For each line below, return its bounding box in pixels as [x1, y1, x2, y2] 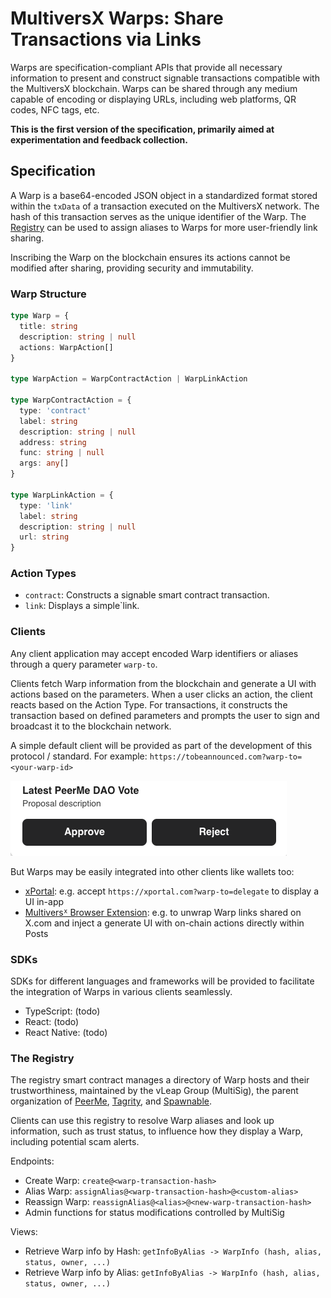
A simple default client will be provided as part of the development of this [10, 739, 313, 751]
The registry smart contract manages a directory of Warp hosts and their [10, 1074, 310, 1086]
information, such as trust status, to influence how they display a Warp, [10, 1125, 304, 1137]
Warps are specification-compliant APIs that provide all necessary [10, 61, 283, 73]
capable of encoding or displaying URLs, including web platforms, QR [10, 93, 297, 105]
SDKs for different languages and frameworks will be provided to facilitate [10, 975, 315, 987]
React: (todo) [24, 1016, 80, 1028]
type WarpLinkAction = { [10, 490, 114, 500]
